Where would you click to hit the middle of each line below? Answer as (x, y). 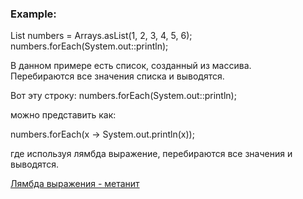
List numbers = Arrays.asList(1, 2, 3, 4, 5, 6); (101, 36)
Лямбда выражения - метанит (75, 184)
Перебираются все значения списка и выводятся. (117, 76)
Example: (33, 14)
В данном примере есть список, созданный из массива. (131, 66)
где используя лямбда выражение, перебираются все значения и (151, 154)
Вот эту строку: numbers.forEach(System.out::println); (123, 96)
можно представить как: (63, 115)
